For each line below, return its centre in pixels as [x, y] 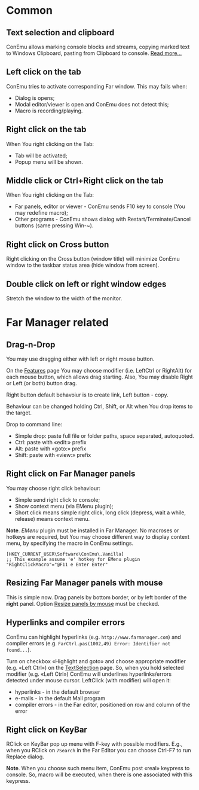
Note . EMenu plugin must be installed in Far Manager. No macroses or [93, 530]
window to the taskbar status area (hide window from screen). [83, 265]
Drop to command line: [34, 425]
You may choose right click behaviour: [53, 488]
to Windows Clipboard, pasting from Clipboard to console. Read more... [94, 53]
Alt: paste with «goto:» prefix [50, 449]
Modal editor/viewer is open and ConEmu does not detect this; [92, 104]
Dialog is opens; [35, 98]
